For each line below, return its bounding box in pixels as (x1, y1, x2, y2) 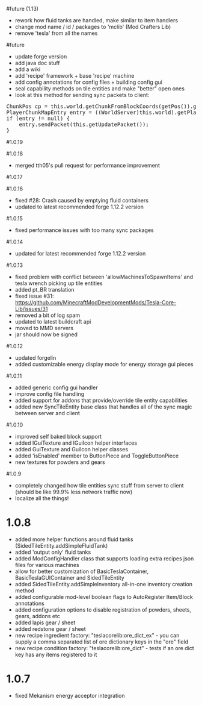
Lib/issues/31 (14, 305, 48, 312)
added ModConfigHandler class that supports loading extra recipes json (14, 554, 194, 562)
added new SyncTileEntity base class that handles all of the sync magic (14, 403, 192, 410)
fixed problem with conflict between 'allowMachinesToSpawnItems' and (14, 274, 194, 280)
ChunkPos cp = (6, 103, 48, 110)
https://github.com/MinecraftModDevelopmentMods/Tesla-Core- (14, 299, 177, 306)
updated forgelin (14, 354, 57, 361)
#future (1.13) (6, 5, 39, 12)
